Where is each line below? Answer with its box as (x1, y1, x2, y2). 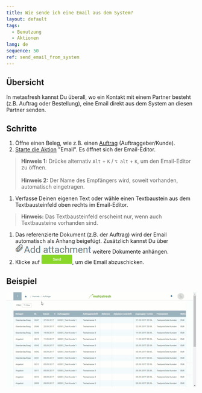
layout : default (6, 16, 47, 22)
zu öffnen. (21, 164, 47, 171)
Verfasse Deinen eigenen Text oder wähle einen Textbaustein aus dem (14, 195, 191, 202)
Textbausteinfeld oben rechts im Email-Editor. (14, 201, 128, 209)
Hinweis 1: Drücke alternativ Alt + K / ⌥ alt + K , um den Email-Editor (21, 157, 191, 165)
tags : (6, 22, 20, 28)
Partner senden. (6, 106, 46, 113)
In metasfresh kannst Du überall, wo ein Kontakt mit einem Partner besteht (6, 93, 191, 101)
